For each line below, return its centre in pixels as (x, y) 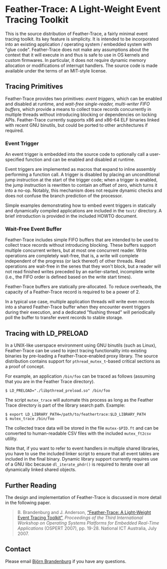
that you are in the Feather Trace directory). (50, 382)
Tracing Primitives (34, 87)
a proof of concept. (25, 367)
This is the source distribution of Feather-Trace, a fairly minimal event (77, 33)
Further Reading (31, 485)
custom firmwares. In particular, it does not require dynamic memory (76, 60)
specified (15, 160)
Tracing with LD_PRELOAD (47, 333)
